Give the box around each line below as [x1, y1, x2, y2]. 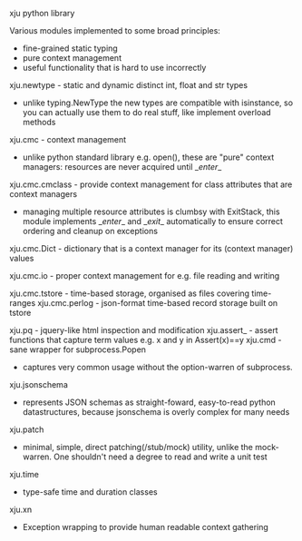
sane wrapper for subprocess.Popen [9, 344, 147, 355]
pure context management [22, 53, 122, 63]
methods [22, 117, 56, 127]
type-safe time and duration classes [22, 487, 158, 497]
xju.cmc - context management [9, 134, 127, 144]
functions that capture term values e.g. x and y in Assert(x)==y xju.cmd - [9, 335, 282, 345]
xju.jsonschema [9, 379, 68, 389]
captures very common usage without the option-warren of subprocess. [22, 362, 293, 372]
